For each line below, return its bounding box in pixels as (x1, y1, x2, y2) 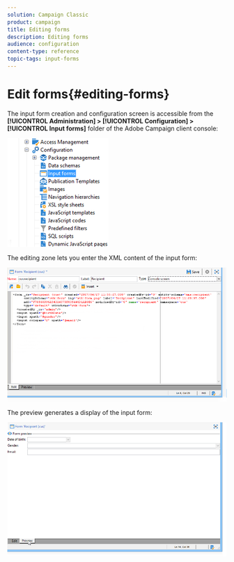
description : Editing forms (7, 33, 89, 40)
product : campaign (7, 18, 61, 26)
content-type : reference (7, 48, 79, 55)
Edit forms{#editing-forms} (7, 86, 170, 102)
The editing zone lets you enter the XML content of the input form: (7, 253, 197, 261)
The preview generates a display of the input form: (7, 409, 153, 417)
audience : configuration (7, 40, 79, 48)
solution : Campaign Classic (7, 11, 89, 18)
